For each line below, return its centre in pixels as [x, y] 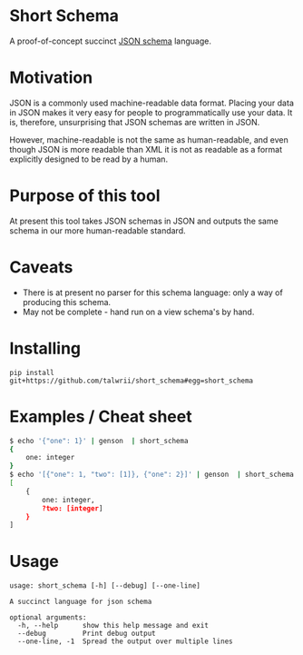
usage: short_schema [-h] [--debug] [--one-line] [105, 586]
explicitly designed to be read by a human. [89, 159]
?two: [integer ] [73, 508]
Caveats [41, 267]
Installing [45, 348]
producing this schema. [67, 302]
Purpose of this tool [85, 196]
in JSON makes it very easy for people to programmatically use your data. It [151, 112]
